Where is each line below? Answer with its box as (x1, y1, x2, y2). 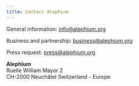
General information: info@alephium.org (6, 25, 106, 32)
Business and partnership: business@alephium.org (6, 37, 133, 44)
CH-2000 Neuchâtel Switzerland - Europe (6, 73, 111, 80)
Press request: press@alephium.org (6, 49, 95, 56)
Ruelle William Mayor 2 (6, 67, 63, 74)
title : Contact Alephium (6, 8, 69, 15)
